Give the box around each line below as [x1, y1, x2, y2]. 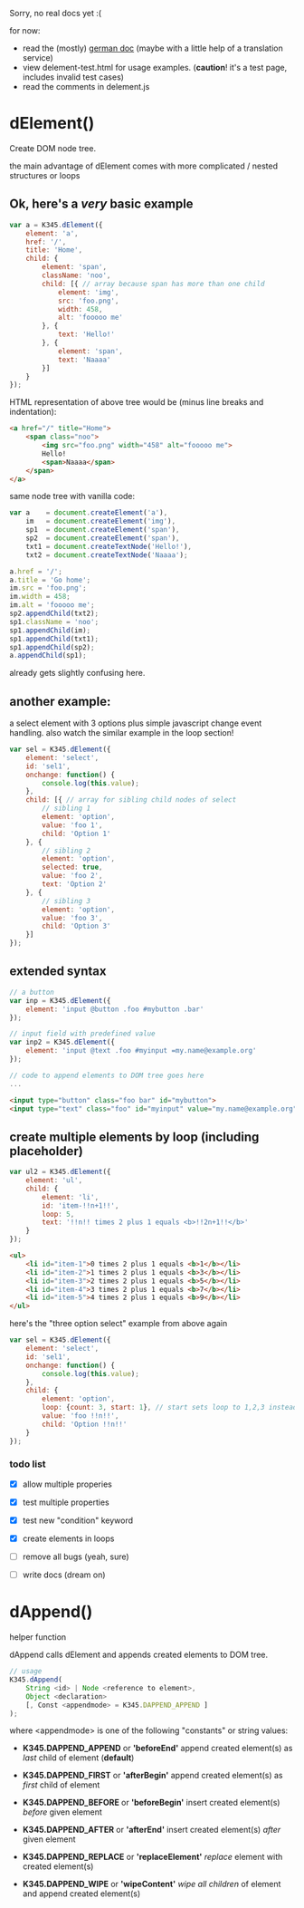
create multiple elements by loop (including [9, 1129, 260, 1144]
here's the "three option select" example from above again [9, 1318, 228, 1329]
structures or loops [9, 169, 81, 180]
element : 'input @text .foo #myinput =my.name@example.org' [25, 1046, 257, 1055]
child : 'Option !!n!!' [42, 1420, 128, 1429]
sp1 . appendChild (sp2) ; [9, 642, 95, 651]
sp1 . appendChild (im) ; [9, 625, 91, 635]
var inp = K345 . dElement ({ [9, 996, 111, 1005]
